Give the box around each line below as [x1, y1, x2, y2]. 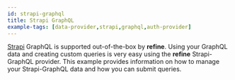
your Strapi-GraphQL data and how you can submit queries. [7, 65, 182, 74]
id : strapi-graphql [7, 10, 65, 18]
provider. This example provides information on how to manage [35, 58, 220, 66]
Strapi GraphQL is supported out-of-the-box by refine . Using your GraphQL [7, 43, 228, 51]
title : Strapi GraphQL [7, 17, 74, 24]
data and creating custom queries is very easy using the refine [7, 50, 191, 58]
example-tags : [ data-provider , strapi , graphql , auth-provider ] [7, 23, 192, 30]
